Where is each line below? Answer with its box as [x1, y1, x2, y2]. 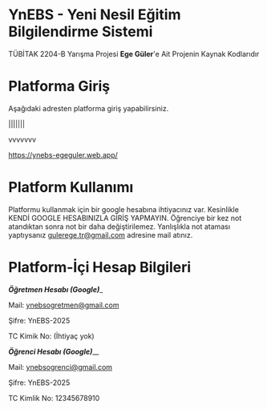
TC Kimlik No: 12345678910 [8, 393, 100, 403]
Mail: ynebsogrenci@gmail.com [8, 362, 113, 371]
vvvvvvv [8, 134, 37, 144]
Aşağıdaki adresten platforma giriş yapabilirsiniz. [8, 103, 169, 113]
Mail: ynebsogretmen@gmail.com [8, 300, 119, 310]
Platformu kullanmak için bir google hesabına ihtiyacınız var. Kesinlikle [8, 204, 239, 214]
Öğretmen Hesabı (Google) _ [8, 284, 103, 294]
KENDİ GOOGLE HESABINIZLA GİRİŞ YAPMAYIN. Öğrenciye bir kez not [8, 213, 242, 223]
